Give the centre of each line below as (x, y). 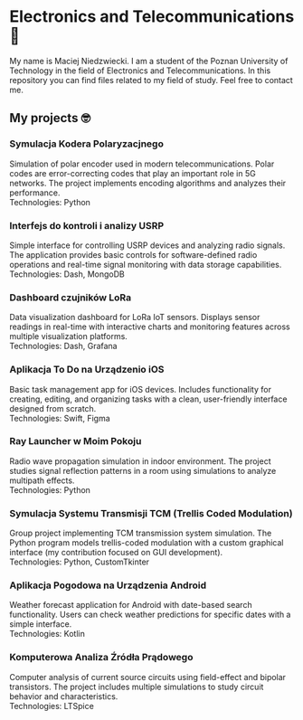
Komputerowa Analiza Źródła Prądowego (101, 658)
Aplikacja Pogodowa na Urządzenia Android (108, 585)
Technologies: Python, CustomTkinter (80, 562)
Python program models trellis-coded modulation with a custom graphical (147, 543)
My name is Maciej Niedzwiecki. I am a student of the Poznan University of (149, 61)
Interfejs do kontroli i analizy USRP (87, 225)
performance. (35, 193)
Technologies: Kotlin (47, 634)
